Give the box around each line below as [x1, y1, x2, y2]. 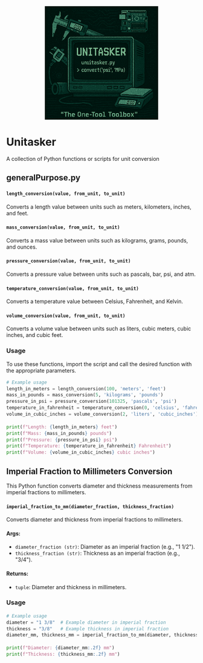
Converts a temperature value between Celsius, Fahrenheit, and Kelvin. [6, 298, 183, 305]
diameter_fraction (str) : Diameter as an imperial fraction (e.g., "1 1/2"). [14, 543, 195, 550]
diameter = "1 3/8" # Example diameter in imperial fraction [6, 619, 166, 625]
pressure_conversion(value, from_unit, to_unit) [6, 258, 131, 264]
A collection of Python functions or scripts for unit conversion [6, 155, 160, 162]
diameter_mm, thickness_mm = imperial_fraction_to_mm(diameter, [6, 632, 172, 638]
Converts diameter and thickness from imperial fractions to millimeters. [6, 516, 183, 523]
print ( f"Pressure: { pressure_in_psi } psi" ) [6, 437, 118, 443]
